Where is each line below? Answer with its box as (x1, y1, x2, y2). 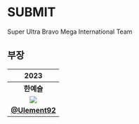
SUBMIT (7, 4, 56, 20)
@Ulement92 (11, 105, 56, 115)
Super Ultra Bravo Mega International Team (7, 27, 133, 36)
